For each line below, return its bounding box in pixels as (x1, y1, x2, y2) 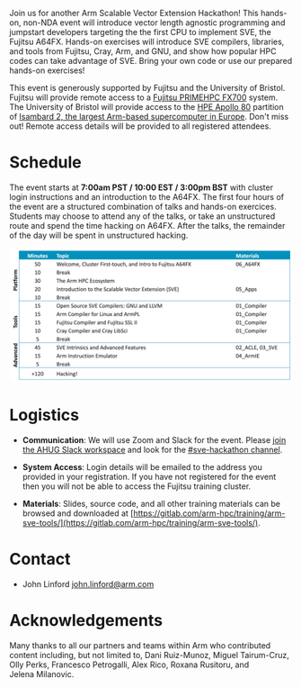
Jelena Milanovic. (9, 668, 75, 679)
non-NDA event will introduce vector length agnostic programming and (22, 17, 286, 28)
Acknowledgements (9, 610, 164, 631)
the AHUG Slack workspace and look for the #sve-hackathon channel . (22, 445, 283, 456)
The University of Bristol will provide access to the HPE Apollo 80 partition (9, 102, 285, 112)
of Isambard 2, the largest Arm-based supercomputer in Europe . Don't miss (9, 112, 289, 122)
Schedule (9, 152, 83, 173)
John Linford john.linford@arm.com (22, 579, 155, 590)
